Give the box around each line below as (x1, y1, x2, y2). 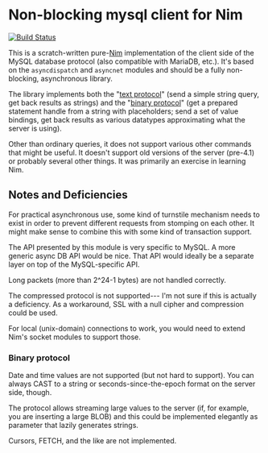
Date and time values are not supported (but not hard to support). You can (8, 371, 255, 380)
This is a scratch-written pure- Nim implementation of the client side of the (8, 48, 255, 57)
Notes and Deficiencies (8, 188, 128, 202)
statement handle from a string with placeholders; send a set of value (8, 106, 239, 116)
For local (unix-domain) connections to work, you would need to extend (8, 323, 245, 333)
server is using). (8, 123, 62, 133)
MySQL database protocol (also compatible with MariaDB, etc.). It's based (8, 56, 254, 66)
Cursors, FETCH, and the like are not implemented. (8, 436, 177, 446)
